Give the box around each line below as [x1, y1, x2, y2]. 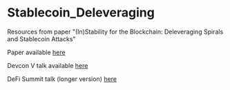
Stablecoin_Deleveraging [7, 5, 155, 21]
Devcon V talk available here [7, 61, 88, 69]
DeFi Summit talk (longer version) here [7, 74, 117, 83]
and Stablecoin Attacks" [7, 34, 76, 43]
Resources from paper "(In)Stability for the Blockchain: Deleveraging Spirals [7, 27, 224, 36]
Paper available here [7, 48, 66, 56]
